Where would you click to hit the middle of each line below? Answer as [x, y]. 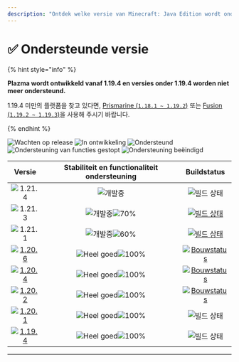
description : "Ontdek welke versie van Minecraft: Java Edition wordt [114, 14]
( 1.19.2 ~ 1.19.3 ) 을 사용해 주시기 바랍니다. [69, 114]
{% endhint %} [29, 128]
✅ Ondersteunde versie [78, 49]
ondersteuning [111, 176]
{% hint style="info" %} [42, 69]
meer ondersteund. [37, 90]
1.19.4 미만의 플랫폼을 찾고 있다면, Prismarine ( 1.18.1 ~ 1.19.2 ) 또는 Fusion [115, 105]
